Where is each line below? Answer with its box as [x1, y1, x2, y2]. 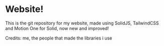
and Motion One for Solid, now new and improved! [5, 25, 109, 31]
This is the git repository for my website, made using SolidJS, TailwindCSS [5, 20, 159, 26]
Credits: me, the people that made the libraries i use [5, 35, 112, 41]
